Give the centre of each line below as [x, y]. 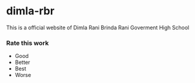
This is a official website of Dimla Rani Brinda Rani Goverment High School [98, 27]
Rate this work [28, 43]
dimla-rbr [31, 11]
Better [22, 62]
